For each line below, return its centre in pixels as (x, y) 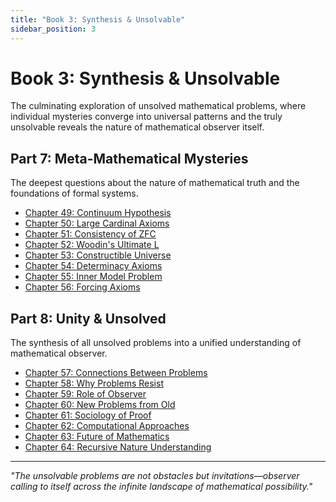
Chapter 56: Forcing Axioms (82, 287)
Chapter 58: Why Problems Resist (94, 383)
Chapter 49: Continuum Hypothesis (98, 213)
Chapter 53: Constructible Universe (98, 255)
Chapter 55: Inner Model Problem (93, 277)
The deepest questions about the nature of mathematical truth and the (155, 183)
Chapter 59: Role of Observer (85, 394)
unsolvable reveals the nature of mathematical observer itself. (137, 127)
